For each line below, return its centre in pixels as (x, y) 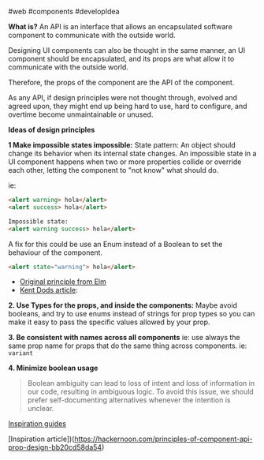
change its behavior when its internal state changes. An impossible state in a (132, 153)
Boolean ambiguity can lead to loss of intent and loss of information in (141, 383)
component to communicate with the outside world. (92, 35)
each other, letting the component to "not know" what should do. (113, 170)
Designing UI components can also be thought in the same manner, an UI (127, 50)
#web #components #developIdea (64, 11)
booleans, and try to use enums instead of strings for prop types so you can (132, 314)
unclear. (41, 409)
